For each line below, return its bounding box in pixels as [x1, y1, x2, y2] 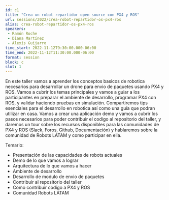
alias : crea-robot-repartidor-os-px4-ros [5, 21, 94, 27]
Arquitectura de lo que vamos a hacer [12, 163, 92, 169]
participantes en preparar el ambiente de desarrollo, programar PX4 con [5, 95, 156, 101]
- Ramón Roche [7, 31, 38, 36]
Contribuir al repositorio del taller [12, 179, 82, 185]
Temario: [5, 142, 24, 148]
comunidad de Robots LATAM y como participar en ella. [5, 132, 122, 138]
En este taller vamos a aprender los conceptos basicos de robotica [5, 78, 145, 84]
